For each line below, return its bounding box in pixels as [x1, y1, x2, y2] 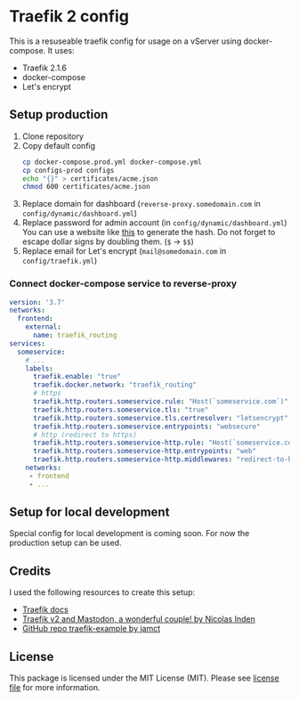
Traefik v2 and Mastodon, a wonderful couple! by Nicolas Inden [21, 614, 255, 624]
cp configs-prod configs [21, 166, 115, 175]
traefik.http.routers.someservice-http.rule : [32, 438, 205, 447]
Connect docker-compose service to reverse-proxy [9, 278, 238, 290]
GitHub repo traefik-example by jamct [21, 624, 161, 634]
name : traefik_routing [32, 331, 117, 340]
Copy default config [21, 140, 96, 151]
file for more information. [9, 682, 101, 693]
